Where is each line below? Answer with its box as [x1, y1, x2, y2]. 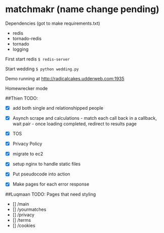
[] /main [12, 201, 29, 207]
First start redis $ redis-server [5, 56, 70, 62]
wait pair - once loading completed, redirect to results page [12, 121, 137, 127]
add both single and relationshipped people [12, 105, 104, 111]
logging [12, 46, 29, 52]
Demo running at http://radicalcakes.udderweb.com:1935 [5, 75, 125, 81]
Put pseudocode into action [12, 171, 70, 177]
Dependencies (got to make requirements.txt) [5, 20, 100, 26]
